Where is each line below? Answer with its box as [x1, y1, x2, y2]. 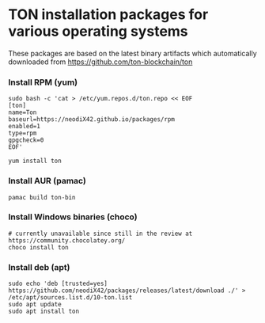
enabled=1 [8, 123, 41, 131]
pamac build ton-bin [8, 193, 77, 201]
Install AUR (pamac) [8, 176, 87, 187]
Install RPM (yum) [8, 77, 78, 88]
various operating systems [8, 22, 188, 40]
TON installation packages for [8, 6, 209, 24]
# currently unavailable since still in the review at [8, 230, 193, 237]
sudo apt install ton [8, 307, 80, 316]
